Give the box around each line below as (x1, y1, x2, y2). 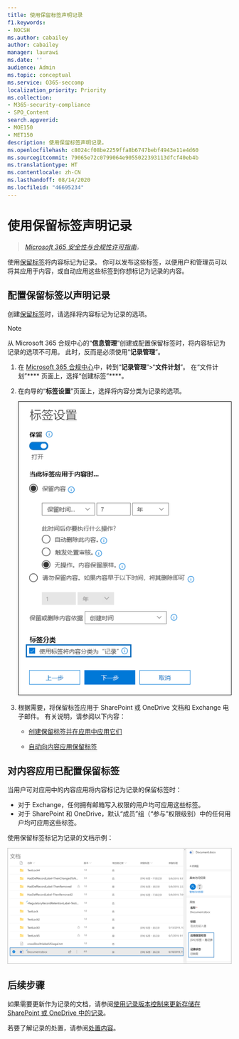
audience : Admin (7, 64, 55, 71)
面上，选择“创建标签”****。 (47, 371, 128, 380)
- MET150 (7, 132, 33, 139)
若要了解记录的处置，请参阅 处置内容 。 (7, 1023, 119, 1032)
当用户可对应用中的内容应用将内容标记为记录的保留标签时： (7, 785, 182, 794)
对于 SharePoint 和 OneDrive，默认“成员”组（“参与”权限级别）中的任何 (17, 809, 225, 818)
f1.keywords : (7, 18, 46, 26)
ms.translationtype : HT (7, 161, 78, 169)
